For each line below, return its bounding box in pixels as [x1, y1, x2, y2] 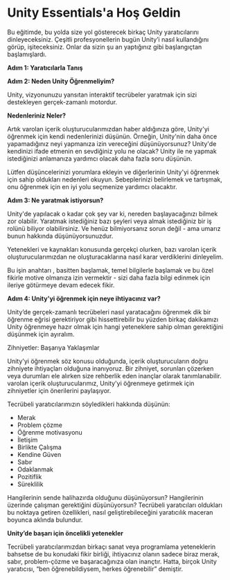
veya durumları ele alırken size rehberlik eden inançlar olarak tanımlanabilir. [7, 371, 222, 380]
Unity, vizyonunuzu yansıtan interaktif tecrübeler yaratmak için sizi [7, 90, 197, 99]
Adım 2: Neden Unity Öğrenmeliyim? [7, 76, 115, 85]
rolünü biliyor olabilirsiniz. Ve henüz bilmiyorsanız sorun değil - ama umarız [7, 224, 221, 232]
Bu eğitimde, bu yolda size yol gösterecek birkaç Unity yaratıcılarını [7, 28, 200, 36]
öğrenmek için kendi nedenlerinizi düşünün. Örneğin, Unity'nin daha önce [7, 132, 218, 140]
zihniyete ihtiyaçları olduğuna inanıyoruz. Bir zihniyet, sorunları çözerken [7, 364, 214, 373]
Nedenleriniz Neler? [7, 111, 67, 120]
